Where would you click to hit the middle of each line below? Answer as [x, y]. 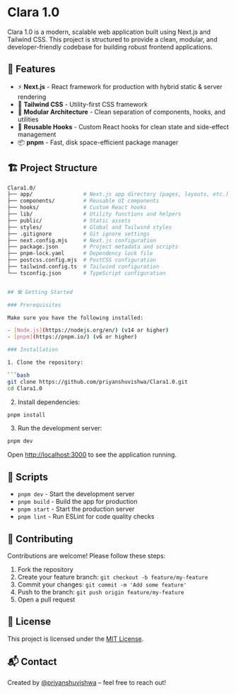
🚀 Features [31, 69]
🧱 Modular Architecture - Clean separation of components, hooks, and [122, 112]
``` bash [19, 375]
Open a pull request [46, 599]
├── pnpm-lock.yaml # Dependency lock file [80, 254]
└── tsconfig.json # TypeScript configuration [87, 273]
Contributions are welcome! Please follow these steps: [87, 555]
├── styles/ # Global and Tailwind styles [90, 227]
